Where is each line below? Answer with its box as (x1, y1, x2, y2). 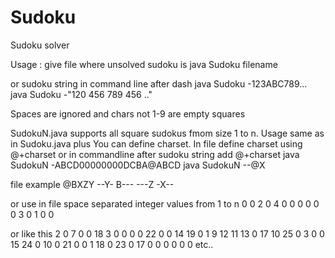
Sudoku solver (10, 39, 70, 51)
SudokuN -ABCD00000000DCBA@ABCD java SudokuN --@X (10, 159, 266, 171)
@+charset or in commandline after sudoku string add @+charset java (10, 148, 300, 160)
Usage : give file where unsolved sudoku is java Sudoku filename (10, 58, 278, 70)
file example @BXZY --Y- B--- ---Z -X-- (10, 178, 175, 190)
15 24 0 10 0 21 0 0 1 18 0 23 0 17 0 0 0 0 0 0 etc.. (10, 238, 214, 250)
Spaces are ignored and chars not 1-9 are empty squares (10, 107, 246, 120)
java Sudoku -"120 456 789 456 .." (10, 88, 153, 100)
